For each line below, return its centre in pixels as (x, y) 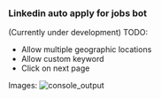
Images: (23, 86)
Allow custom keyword (62, 59)
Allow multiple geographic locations (86, 49)
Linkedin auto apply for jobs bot (78, 13)
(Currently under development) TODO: (78, 33)
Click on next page (55, 68)
